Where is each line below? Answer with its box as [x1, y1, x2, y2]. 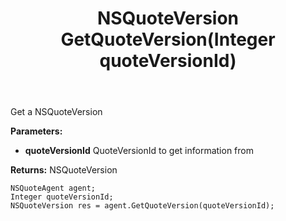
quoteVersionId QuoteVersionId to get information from [24, 145, 254, 157]
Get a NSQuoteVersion [10, 106, 103, 118]
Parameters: [10, 125, 63, 137]
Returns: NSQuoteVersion [10, 164, 118, 176]
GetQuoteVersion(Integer [60, 28, 276, 51]
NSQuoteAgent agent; [10, 183, 97, 194]
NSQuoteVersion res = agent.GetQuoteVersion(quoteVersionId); [10, 201, 275, 211]
